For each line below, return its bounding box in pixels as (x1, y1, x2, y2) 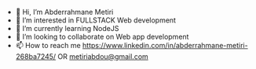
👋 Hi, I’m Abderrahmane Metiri (15, 8, 114, 16)
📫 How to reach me (15, 41, 81, 50)
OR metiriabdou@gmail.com (57, 52, 149, 61)
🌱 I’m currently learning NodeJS (15, 24, 119, 33)
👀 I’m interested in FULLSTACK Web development (15, 16, 177, 25)
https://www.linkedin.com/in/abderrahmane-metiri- (82, 41, 249, 50)
